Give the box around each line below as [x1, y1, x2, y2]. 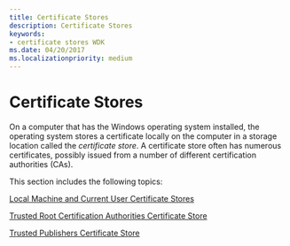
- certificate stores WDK [9, 37, 105, 47]
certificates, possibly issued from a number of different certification [9, 150, 257, 160]
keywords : [9, 29, 46, 38]
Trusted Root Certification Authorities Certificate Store [9, 210, 208, 221]
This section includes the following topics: [9, 176, 163, 187]
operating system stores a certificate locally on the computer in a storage [9, 130, 278, 142]
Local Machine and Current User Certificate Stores [9, 193, 195, 204]
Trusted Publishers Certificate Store [9, 227, 140, 238]
